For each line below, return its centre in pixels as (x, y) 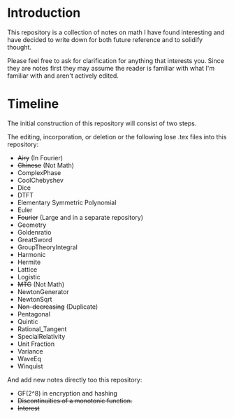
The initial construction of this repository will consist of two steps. (102, 123)
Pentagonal (34, 314)
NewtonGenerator (43, 291)
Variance (30, 351)
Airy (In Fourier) (40, 158)
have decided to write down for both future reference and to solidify (105, 39)
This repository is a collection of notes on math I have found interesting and (116, 32)
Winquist (30, 366)
